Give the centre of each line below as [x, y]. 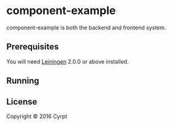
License [22, 102]
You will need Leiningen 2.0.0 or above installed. [68, 61]
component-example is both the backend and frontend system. [86, 28]
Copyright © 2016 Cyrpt [37, 116]
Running [23, 81]
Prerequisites [33, 47]
